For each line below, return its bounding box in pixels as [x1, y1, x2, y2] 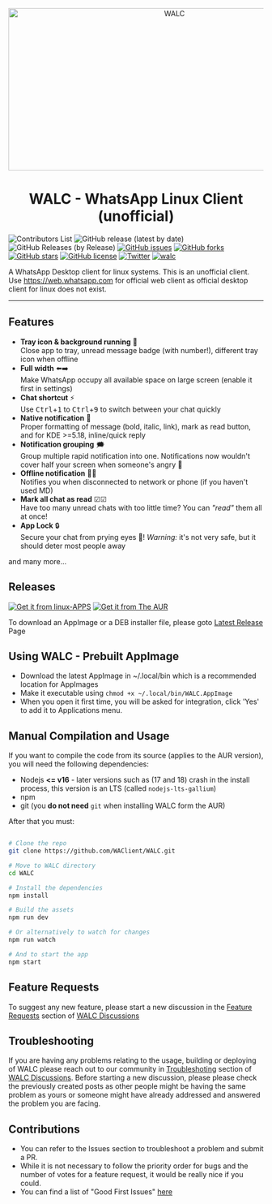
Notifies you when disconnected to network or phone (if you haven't [19, 477, 249, 486]
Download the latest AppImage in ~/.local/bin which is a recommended [19, 671, 257, 681]
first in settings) [19, 383, 73, 393]
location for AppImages [19, 680, 99, 689]
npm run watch [8, 936, 57, 944]
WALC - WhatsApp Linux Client [28, 190, 244, 209]
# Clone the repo [8, 839, 67, 848]
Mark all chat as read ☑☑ [19, 494, 107, 503]
